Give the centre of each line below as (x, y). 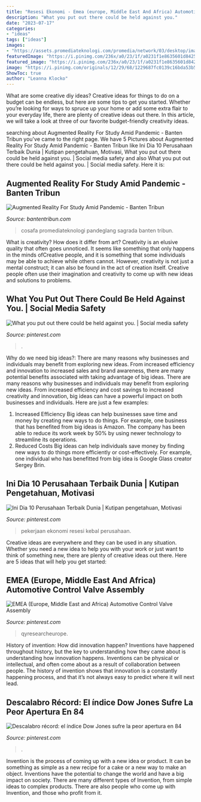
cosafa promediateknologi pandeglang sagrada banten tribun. (97, 230)
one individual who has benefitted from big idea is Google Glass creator (103, 459)
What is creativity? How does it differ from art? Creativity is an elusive (92, 242)
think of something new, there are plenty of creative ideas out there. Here (97, 555)
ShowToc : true (24, 73)
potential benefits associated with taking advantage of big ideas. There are (98, 377)
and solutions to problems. (39, 280)
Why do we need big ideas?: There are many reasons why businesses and (98, 358)
